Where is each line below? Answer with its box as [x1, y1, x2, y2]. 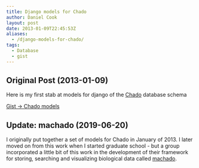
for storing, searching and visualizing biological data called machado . [6, 155, 177, 162]
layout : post [6, 20, 39, 26]
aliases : [6, 31, 28, 37]
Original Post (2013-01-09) [6, 75, 109, 85]
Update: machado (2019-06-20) [6, 120, 128, 130]
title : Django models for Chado [6, 8, 87, 15]
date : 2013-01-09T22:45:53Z [6, 25, 76, 32]
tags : [6, 42, 20, 48]
